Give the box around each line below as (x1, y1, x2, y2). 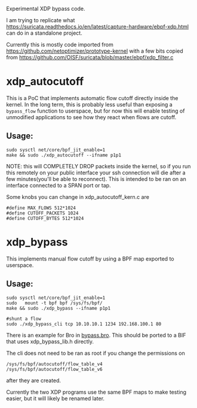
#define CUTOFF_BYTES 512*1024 (6, 215, 84, 221)
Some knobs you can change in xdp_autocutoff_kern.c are (6, 193, 149, 200)
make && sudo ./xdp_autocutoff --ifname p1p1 (6, 152, 121, 158)
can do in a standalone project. (6, 29, 82, 37)
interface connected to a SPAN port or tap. (6, 182, 112, 189)
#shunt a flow (6, 316, 42, 322)
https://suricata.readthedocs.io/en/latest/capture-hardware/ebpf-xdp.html (6, 23, 189, 30)
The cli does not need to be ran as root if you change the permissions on (6, 349, 185, 356)
